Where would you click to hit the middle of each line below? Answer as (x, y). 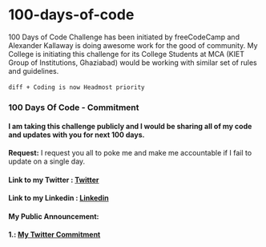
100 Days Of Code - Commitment (74, 107)
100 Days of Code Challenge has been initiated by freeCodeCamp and (124, 37)
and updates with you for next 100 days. (77, 135)
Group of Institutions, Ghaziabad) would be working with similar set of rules (133, 63)
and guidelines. (34, 71)
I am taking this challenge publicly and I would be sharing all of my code (130, 127)
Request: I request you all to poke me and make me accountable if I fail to (130, 153)
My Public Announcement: (54, 216)
